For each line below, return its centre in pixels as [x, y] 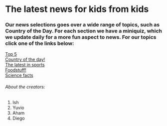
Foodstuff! [16, 70]
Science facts [19, 75]
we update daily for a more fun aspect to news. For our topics [81, 37]
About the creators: [25, 87]
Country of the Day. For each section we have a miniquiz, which [83, 31]
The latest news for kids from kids [77, 9]
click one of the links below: [40, 43]
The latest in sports [25, 65]
